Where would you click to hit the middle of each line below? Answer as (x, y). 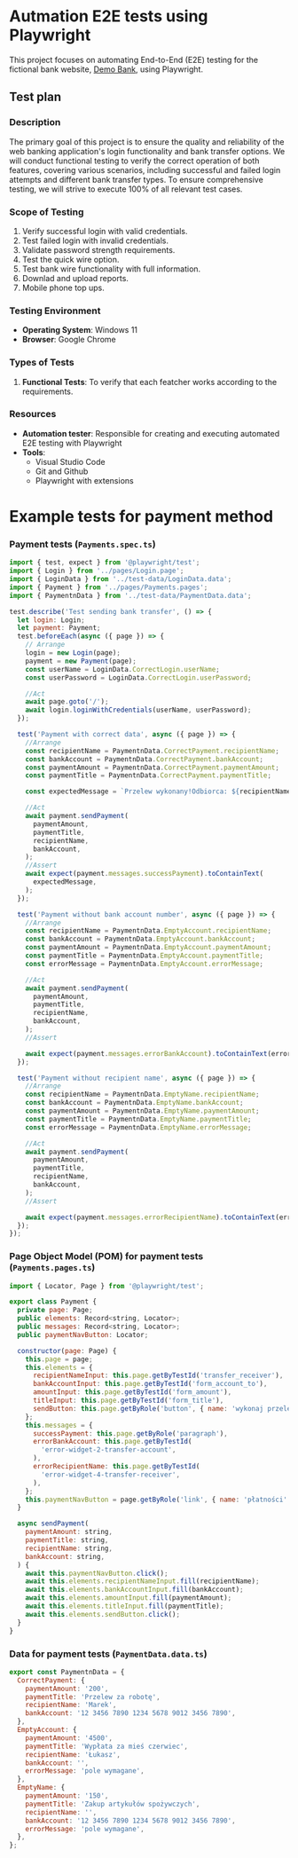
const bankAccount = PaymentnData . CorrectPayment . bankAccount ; (145, 759)
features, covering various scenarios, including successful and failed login (145, 169)
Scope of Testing (47, 212)
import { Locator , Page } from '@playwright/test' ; (106, 1286)
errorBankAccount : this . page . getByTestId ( (112, 1442)
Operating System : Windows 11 (80, 330)
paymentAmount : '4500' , (69, 1738)
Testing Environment (55, 311)
